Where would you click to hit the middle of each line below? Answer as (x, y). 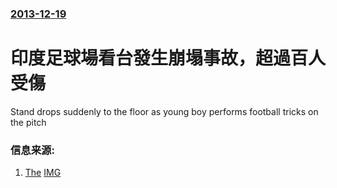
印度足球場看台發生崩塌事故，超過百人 (168, 58)
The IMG (43, 173)
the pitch (28, 122)
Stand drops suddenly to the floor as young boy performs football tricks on (164, 111)
